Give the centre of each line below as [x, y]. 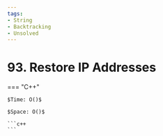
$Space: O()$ [26, 112]
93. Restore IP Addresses [82, 68]
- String [20, 20]
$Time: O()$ [24, 100]
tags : [15, 14]
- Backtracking [29, 27]
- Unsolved [23, 33]
